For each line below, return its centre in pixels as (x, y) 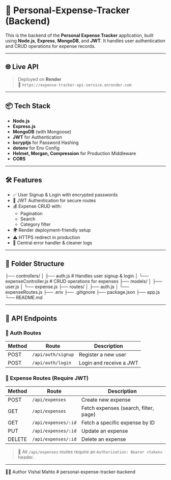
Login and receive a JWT (109, 362)
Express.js (24, 126)
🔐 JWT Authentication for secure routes (54, 201)
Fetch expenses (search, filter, (118, 408)
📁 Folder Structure (35, 263)
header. (26, 457)
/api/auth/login (52, 363)
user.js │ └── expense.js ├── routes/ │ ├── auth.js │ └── (67, 287)
